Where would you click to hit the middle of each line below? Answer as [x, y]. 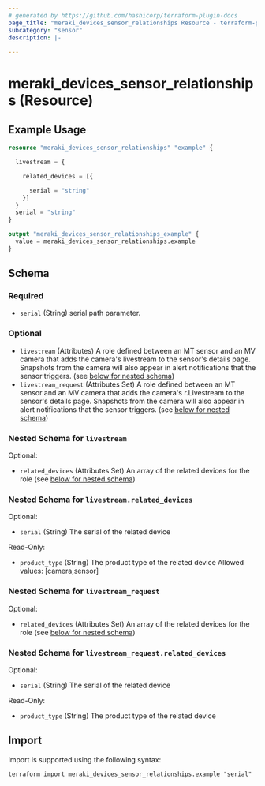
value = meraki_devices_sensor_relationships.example [105, 241]
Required [26, 296]
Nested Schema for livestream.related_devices [101, 500]
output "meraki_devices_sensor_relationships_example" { [104, 234]
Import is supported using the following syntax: [85, 759]
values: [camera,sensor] [59, 571]
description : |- [35, 37]
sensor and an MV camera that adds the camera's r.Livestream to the [132, 392]
